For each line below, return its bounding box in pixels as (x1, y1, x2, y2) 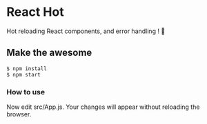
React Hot (6, 4, 64, 20)
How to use (6, 87, 46, 96)
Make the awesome (6, 47, 92, 59)
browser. (6, 110, 32, 118)
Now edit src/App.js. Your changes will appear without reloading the (6, 103, 200, 111)
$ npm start (6, 71, 41, 78)
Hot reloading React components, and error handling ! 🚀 (6, 27, 166, 35)
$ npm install (6, 65, 48, 72)
